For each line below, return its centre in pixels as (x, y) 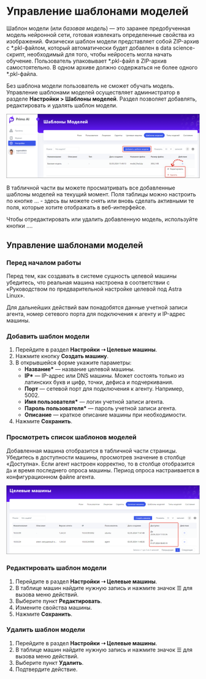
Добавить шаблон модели (48, 336)
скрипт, (16, 54)
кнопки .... (20, 226)
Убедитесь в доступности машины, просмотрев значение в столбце (96, 457)
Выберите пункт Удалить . (49, 662)
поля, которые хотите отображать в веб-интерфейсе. (76, 207)
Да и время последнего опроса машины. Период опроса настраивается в (103, 470)
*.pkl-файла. (22, 74)
